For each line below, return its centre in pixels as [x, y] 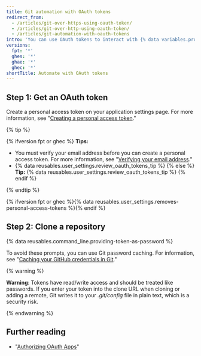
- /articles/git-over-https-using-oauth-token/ [72, 23]
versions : [19, 46]
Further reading [36, 332]
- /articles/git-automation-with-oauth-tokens [71, 34]
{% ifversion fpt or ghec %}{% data [50, 202]
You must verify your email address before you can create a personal [100, 153]
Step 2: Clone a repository [56, 227]
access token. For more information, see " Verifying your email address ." [103, 159]
